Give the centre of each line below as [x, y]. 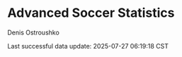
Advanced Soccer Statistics [91, 13]
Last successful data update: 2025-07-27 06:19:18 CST [88, 46]
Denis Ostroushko [34, 32]
